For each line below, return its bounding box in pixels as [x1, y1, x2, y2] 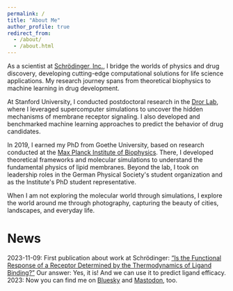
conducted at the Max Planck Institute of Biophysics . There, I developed [7, 148, 214, 156]
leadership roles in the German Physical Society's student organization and [7, 170, 223, 179]
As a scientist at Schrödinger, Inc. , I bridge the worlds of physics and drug [7, 62, 220, 70]
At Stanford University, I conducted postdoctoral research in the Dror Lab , [7, 98, 219, 105]
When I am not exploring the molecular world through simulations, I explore [7, 191, 223, 200]
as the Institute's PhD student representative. [7, 178, 137, 186]
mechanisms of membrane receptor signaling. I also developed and [7, 112, 200, 121]
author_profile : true [7, 23, 70, 30]
